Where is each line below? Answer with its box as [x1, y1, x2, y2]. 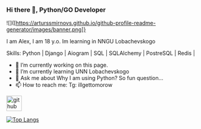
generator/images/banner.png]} [6, 26, 86, 33]
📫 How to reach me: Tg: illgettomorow [15, 81, 113, 89]
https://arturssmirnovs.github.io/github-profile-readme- [15, 20, 156, 27]
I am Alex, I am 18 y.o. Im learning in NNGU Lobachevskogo [6, 38, 156, 45]
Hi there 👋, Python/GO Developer [6, 6, 106, 14]
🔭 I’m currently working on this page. [15, 61, 108, 69]
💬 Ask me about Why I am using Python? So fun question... [15, 75, 164, 82]
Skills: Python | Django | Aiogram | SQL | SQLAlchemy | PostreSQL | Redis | [6, 50, 196, 57]
